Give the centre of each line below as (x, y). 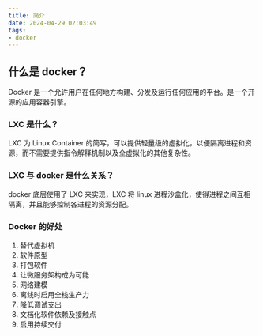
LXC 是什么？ (34, 124)
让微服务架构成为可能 (54, 274)
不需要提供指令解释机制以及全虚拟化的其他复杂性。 (112, 153)
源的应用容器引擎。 (39, 102)
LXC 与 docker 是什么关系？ (61, 176)
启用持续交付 (40, 324)
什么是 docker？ (48, 72)
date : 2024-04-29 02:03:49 (53, 23)
